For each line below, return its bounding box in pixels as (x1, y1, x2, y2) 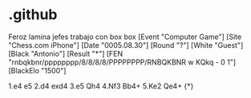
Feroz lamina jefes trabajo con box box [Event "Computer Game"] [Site (8, 32, 242, 41)
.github (8, 6, 58, 24)
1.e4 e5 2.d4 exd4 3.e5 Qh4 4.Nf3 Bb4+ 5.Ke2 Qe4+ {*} (8, 81, 194, 91)
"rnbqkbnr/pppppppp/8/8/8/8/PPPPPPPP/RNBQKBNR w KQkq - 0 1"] (8, 57, 237, 67)
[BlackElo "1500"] (8, 65, 67, 75)
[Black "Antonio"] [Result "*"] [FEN (8, 49, 123, 58)
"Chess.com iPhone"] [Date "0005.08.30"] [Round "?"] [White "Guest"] (8, 40, 244, 49)
